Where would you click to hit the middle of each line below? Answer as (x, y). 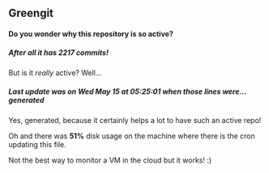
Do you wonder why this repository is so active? (91, 34)
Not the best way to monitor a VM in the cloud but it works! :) (110, 160)
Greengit (31, 13)
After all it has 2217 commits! (59, 53)
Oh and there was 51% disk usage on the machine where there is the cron (132, 136)
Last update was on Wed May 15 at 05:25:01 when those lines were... (128, 91)
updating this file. (37, 144)
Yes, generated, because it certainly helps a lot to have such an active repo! (135, 120)
